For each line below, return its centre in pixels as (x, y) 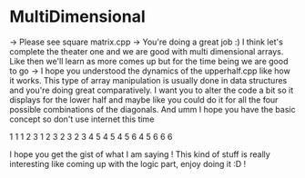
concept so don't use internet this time (82, 119)
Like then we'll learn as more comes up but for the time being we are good (149, 61)
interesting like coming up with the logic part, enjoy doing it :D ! (128, 163)
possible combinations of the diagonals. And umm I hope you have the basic (152, 109)
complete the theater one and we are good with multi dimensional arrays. (147, 51)
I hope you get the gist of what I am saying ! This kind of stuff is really (140, 154)
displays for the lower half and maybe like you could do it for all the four (144, 99)
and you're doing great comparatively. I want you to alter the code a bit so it (152, 90)
